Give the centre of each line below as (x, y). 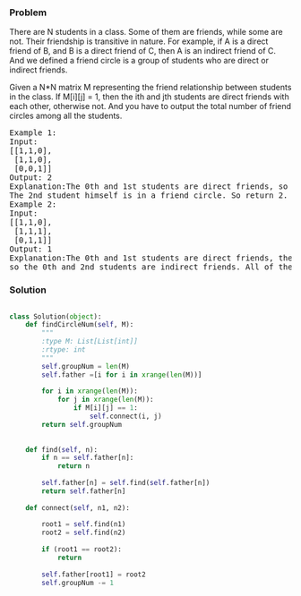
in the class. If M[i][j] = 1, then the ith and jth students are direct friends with (149, 97)
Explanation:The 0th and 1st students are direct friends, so (149, 187)
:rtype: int (64, 350)
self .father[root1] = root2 (94, 575)
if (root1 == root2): (82, 549)
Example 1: (33, 133)
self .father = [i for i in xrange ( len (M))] (122, 375)
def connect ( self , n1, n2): (77, 507)
